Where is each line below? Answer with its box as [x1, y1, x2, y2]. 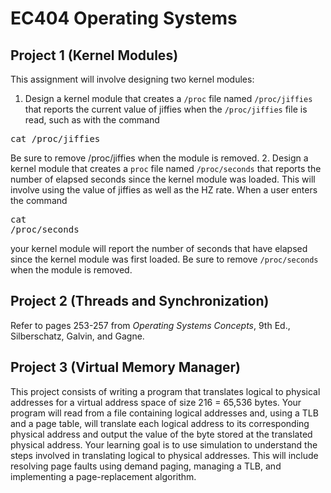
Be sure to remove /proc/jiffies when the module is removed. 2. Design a [10, 152, 309, 164]
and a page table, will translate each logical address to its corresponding [10, 417, 310, 429]
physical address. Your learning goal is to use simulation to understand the [10, 438, 318, 451]
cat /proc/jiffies [10, 133, 101, 144]
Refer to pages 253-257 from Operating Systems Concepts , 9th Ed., [10, 319, 291, 331]
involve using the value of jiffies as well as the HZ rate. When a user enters [10, 184, 318, 196]
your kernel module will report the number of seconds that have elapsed [10, 243, 308, 254]
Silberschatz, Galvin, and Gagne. [10, 330, 145, 342]
